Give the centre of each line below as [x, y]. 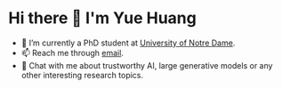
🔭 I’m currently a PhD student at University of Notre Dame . [128, 43]
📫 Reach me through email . [72, 53]
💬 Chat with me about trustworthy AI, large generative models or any [147, 65]
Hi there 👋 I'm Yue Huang [102, 18]
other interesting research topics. [82, 75]
